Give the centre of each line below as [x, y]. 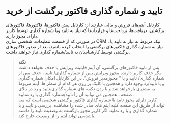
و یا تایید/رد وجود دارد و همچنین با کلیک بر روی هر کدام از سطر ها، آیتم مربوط [91, 83]
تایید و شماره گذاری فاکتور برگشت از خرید [84, 11]
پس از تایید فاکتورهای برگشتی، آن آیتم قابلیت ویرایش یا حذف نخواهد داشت [89, 67]
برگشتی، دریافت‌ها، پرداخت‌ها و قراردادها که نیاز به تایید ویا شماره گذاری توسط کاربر [85, 30]
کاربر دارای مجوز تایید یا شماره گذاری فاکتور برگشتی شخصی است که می [88, 100]
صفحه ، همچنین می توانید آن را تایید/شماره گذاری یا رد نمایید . [76, 94]
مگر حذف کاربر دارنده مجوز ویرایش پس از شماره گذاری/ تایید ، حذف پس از [90, 72]
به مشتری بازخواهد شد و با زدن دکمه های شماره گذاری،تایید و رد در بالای [87, 88]
